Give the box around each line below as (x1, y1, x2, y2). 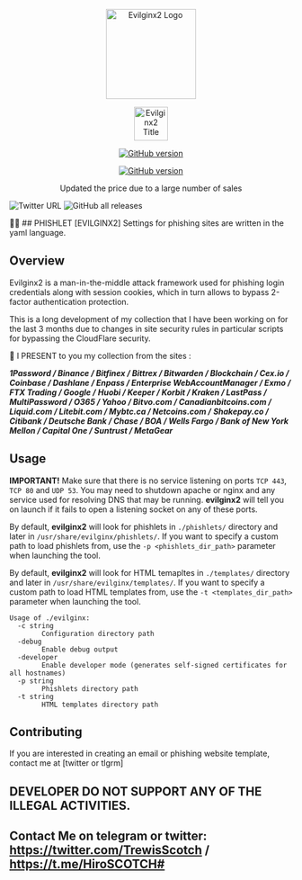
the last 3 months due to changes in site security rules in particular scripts (9, 323, 284, 334)
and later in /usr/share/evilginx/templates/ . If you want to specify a (9, 577, 265, 588)
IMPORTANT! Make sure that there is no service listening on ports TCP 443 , (9, 475, 288, 486)
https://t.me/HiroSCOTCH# (9, 857, 165, 872)
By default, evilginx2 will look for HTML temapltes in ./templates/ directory (9, 567, 290, 578)
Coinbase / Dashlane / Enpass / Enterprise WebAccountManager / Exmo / (9, 377, 291, 388)
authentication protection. (32, 296, 129, 307)
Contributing (9, 724, 83, 740)
